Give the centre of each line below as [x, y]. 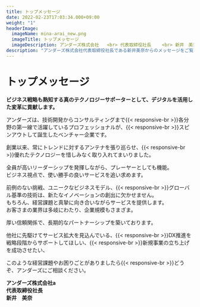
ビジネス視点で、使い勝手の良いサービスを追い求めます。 [76, 175]
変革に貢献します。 [35, 107]
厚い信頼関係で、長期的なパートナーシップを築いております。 [81, 222]
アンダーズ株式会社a [31, 283]
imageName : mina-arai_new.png [49, 34]
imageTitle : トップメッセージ [45, 39]
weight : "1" [21, 23]
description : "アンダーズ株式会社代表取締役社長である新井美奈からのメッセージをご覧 [100, 51]
